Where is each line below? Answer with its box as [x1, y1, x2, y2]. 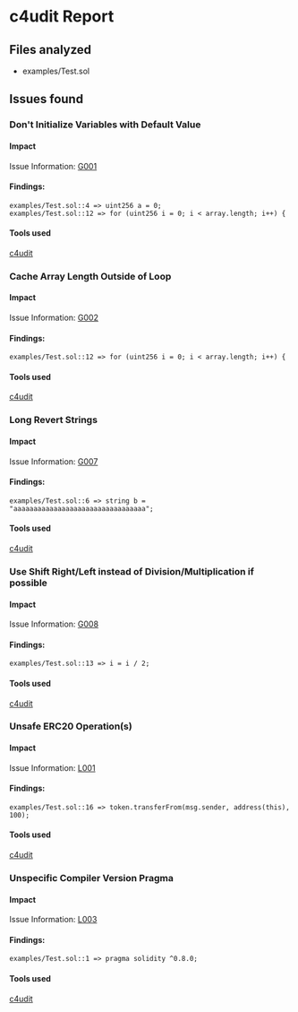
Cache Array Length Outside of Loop [9, 270, 172, 282]
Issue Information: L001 [9, 762, 96, 773]
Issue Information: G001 [9, 160, 98, 171]
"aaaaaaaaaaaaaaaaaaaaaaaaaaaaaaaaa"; [9, 504, 154, 513]
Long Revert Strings [9, 414, 98, 427]
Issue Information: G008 [9, 618, 99, 629]
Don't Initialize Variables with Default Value [9, 118, 201, 131]
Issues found [9, 91, 83, 107]
